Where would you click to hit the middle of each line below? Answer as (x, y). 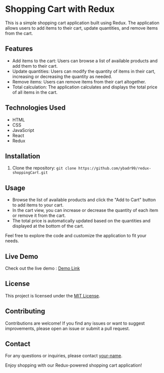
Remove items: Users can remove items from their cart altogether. (79, 82)
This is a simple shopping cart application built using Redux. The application (82, 23)
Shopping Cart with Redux (60, 9)
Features (19, 49)
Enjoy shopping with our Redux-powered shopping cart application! (74, 365)
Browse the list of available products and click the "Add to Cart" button (84, 200)
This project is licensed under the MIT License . (53, 295)
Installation (23, 156)
